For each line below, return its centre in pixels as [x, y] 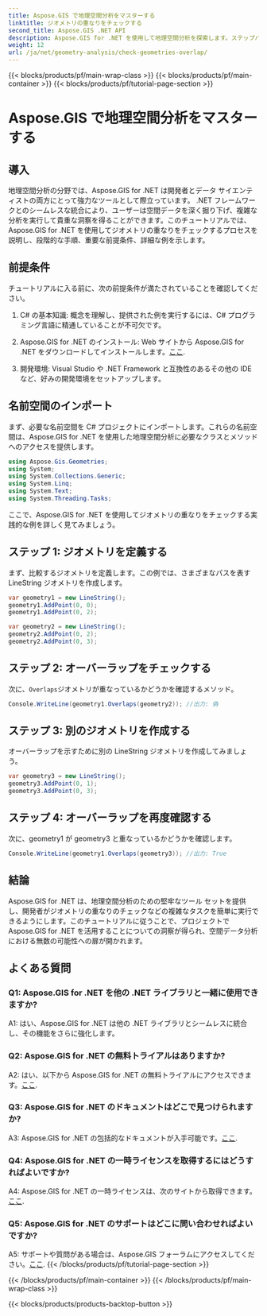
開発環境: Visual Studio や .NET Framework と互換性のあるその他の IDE [135, 368]
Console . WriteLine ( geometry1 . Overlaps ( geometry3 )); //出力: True [118, 853]
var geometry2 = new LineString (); [67, 627]
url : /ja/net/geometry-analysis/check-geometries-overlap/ [108, 52]
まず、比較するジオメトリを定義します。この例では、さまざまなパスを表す [130, 572]
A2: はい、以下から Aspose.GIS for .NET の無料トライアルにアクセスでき [126, 1074]
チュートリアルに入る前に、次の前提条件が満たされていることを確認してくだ [133, 288]
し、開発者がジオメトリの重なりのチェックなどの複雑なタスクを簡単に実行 [130, 911]
